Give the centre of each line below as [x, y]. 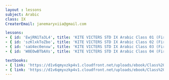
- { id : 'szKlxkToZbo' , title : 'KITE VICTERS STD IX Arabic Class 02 [80, 42]
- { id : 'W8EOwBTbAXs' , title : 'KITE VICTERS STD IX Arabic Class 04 [80, 51]
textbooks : [17, 60]
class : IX [16, 19]
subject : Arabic [22, 14]
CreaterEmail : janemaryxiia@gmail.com [46, 24]
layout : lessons [23, 10]
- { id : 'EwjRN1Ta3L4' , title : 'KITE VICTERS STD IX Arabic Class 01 [80, 37]
